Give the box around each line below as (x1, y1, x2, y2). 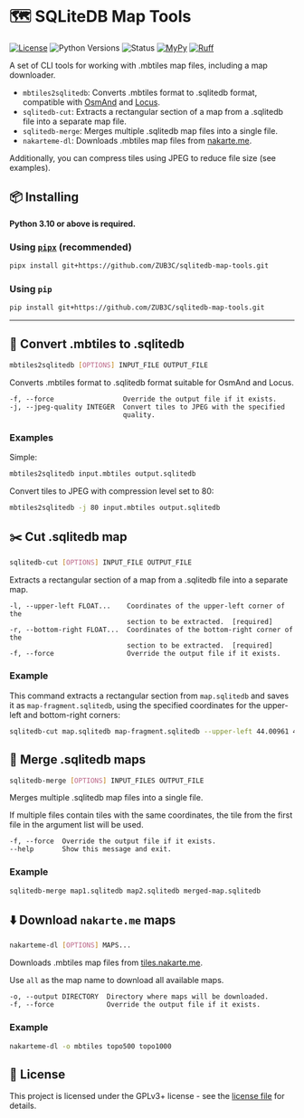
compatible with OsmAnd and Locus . (22, 96, 161, 108)
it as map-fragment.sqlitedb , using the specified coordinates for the (9, 699, 261, 710)
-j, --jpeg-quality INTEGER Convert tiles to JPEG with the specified (9, 403, 285, 412)
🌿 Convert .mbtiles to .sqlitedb (9, 336, 185, 352)
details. (9, 1100, 37, 1112)
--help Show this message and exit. (9, 845, 172, 854)
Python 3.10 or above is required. (9, 218, 137, 229)
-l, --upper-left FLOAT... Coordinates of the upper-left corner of (9, 602, 285, 611)
